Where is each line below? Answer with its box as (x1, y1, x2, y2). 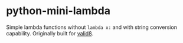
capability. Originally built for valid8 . (6, 29, 93, 37)
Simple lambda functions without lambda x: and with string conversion (6, 24, 177, 31)
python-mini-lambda (6, 4, 111, 18)
